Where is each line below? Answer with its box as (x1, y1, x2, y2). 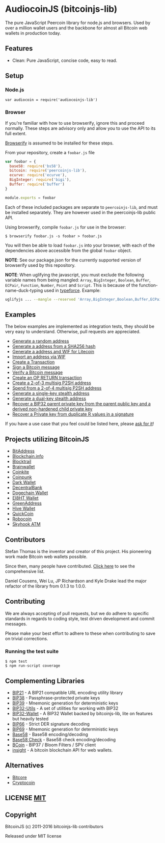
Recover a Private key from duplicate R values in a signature (12, 411, 134, 417)
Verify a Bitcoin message (12, 369, 63, 375)
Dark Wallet (12, 479, 36, 485)
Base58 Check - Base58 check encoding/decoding (12, 736, 116, 742)
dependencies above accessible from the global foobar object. (5, 247, 132, 253)
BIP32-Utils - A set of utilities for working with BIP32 (12, 705, 119, 711)
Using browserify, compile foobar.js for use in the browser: (5, 224, 126, 230)
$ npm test (5, 659, 27, 664)
